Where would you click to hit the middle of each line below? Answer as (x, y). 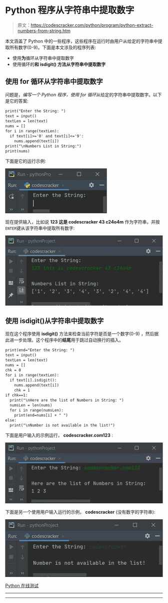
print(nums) (17, 151)
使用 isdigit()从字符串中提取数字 (54, 321)
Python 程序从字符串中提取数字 (70, 10)
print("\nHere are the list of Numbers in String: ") (67, 400)
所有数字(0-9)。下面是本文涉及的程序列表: (53, 47)
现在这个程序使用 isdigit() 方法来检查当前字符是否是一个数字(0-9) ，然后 (80, 334)
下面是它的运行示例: (26, 161)
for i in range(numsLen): (37, 411)
